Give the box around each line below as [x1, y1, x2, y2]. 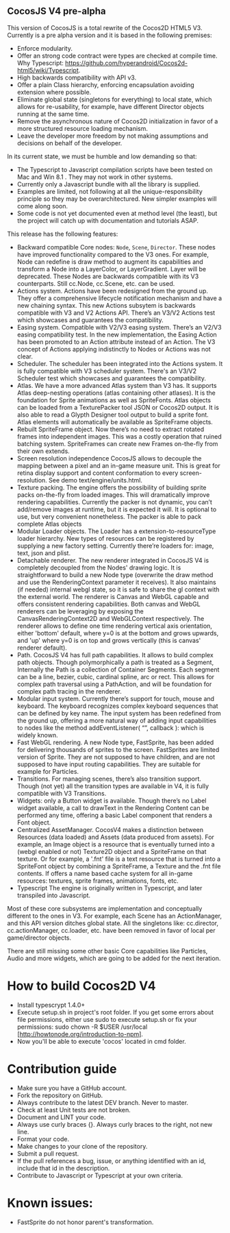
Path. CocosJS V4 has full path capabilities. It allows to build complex [16, 650, 214, 659]
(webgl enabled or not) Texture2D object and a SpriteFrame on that [16, 847, 207, 855]
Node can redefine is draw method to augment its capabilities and [16, 257, 203, 266]
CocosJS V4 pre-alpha [7, 5, 106, 17]
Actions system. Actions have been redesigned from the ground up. [16, 286, 209, 295]
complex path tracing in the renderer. [16, 687, 122, 695]
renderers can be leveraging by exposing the [16, 607, 144, 615]
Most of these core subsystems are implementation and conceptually [7, 904, 203, 912]
